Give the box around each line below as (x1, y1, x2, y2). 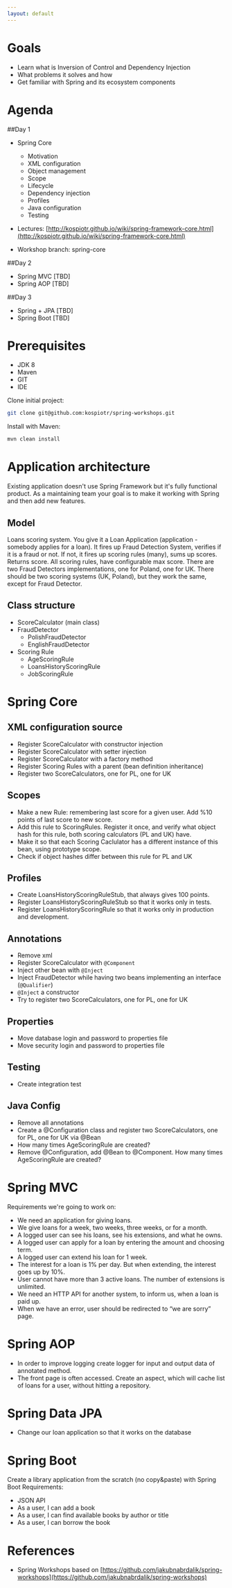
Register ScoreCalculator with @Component (17, 959, 135, 967)
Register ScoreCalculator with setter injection (17, 747, 147, 755)
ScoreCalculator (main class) (17, 618, 100, 626)
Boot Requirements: (7, 1483, 64, 1492)
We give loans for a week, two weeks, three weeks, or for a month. (17, 1223, 208, 1231)
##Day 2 (7, 258, 32, 267)
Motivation (27, 152, 58, 160)
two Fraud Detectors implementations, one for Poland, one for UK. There (7, 565, 215, 573)
